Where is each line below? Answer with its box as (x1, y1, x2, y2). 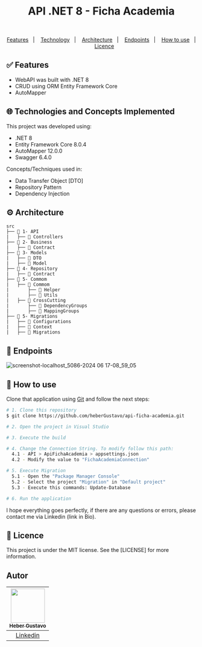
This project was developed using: (6, 122, 92, 130)
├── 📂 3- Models (6, 250, 47, 256)
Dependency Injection (14, 189, 70, 197)
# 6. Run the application (6, 495, 71, 502)
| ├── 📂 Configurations (6, 319, 71, 325)
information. (6, 553, 37, 560)
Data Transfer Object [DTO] (14, 177, 83, 184)
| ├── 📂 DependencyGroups (6, 303, 87, 309)
